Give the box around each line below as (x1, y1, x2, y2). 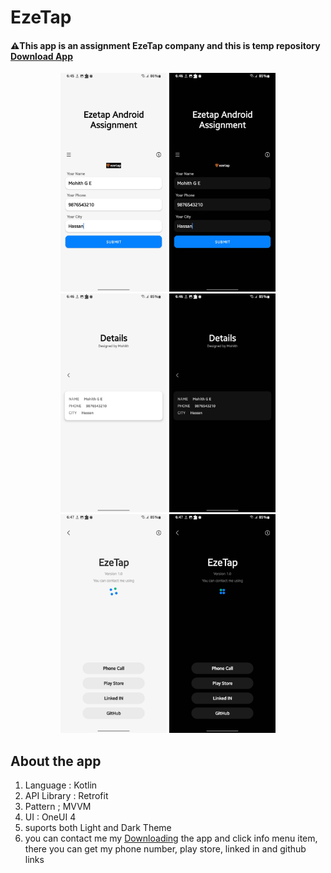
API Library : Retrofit (24, 790, 109, 802)
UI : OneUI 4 (24, 811, 77, 823)
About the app (10, 752, 102, 770)
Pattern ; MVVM (24, 801, 92, 813)
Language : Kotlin (24, 779, 98, 791)
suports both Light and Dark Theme (24, 822, 172, 834)
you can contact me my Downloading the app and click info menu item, (24, 832, 318, 845)
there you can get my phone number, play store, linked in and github (24, 843, 307, 855)
